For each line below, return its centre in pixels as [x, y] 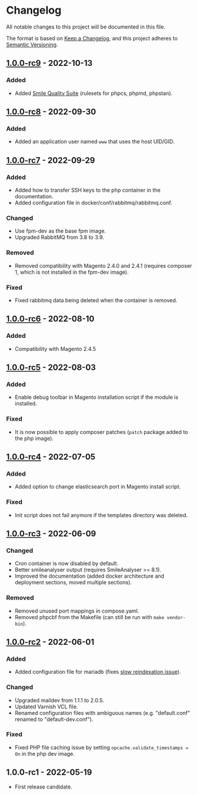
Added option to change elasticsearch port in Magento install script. [98, 487]
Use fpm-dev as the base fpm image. [60, 231]
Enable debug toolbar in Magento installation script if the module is [97, 397]
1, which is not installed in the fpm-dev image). [72, 272]
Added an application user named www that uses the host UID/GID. [95, 142]
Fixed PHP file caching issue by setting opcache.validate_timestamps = [101, 747]
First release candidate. [44, 787]
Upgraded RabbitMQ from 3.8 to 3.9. [59, 237]
